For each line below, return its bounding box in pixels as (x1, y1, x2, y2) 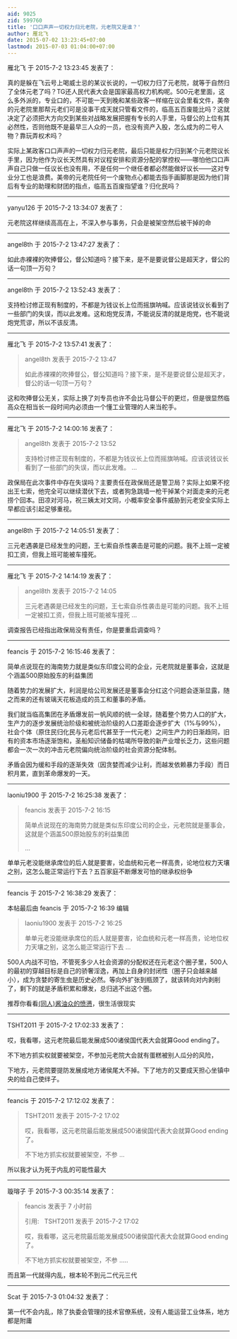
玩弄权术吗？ (25, 131, 63, 140)
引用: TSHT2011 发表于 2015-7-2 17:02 (24, 1217, 140, 1225)
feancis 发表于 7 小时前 (24, 1202, 92, 1210)
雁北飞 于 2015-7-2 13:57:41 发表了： (7, 340, 114, 348)
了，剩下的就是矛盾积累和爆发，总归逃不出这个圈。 (7, 984, 156, 993)
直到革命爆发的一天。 (31, 769, 94, 777)
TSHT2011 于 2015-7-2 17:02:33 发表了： (7, 1021, 126, 1029)
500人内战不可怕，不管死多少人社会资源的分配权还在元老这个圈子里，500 (7, 958, 222, 966)
